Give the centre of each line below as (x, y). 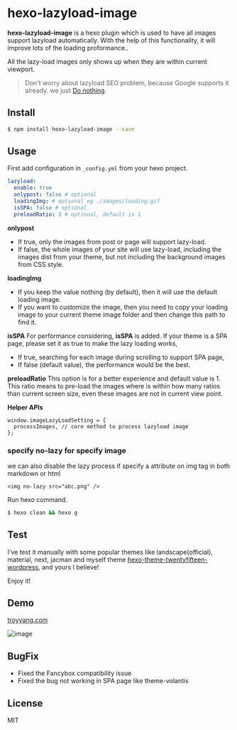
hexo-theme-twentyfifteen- (167, 560)
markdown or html (34, 473)
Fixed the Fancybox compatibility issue (75, 673)
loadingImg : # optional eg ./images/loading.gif (87, 201)
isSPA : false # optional (50, 207)
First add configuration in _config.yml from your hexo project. (98, 168)
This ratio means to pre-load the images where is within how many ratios (114, 386)
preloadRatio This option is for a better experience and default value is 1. (114, 378)
